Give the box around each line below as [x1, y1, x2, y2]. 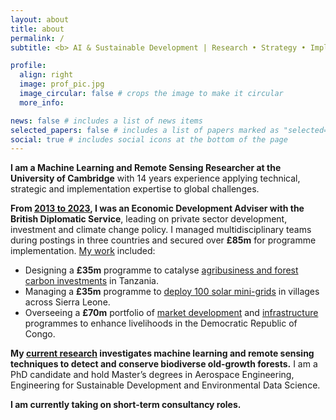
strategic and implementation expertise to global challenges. [10, 183, 260, 195]
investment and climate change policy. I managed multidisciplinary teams [10, 224, 312, 236]
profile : [10, 61, 47, 71]
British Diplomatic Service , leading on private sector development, [10, 213, 288, 225]
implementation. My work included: [10, 245, 156, 257]
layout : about [10, 14, 70, 25]
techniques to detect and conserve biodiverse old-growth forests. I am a [10, 358, 318, 370]
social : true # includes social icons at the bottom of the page [10, 134, 288, 145]
